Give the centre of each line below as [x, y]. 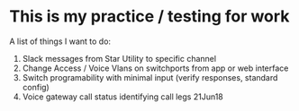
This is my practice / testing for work [149, 17]
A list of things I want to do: [60, 41]
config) [36, 87]
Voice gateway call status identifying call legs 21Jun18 [122, 97]
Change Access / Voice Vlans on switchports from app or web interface [155, 68]
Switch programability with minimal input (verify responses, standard [150, 77]
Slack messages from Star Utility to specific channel [119, 58]
